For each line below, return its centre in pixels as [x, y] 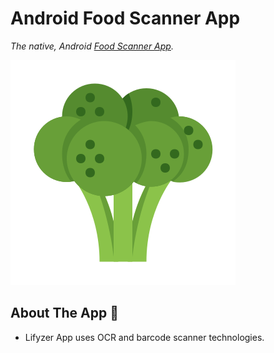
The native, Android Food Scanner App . [92, 46]
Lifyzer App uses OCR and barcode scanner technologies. [144, 337]
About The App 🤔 [65, 313]
